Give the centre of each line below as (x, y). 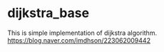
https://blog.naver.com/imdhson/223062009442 (79, 40)
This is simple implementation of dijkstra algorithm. (82, 33)
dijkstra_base (48, 13)
